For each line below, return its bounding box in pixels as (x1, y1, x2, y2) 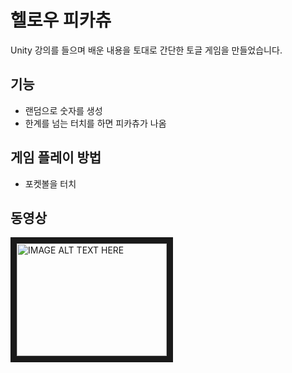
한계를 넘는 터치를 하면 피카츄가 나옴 (24, 117, 167, 129)
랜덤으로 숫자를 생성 (24, 104, 103, 116)
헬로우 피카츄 (10, 9, 112, 32)
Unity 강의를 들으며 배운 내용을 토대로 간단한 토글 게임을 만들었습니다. (10, 44, 283, 56)
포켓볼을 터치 (24, 177, 77, 190)
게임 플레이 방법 (10, 149, 102, 166)
